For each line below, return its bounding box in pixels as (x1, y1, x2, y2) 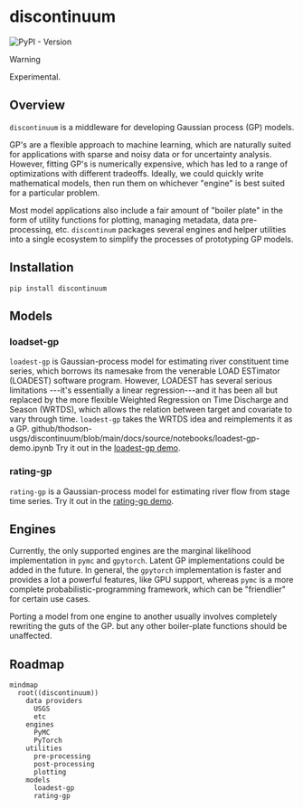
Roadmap (9, 656, 65, 671)
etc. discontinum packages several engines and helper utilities (55, 224, 287, 234)
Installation (9, 260, 74, 275)
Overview (9, 98, 66, 113)
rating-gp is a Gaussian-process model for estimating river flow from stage (9, 486, 290, 497)
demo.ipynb (9, 443, 54, 453)
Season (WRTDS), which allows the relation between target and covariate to (9, 404, 292, 415)
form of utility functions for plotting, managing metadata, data (9, 214, 240, 225)
